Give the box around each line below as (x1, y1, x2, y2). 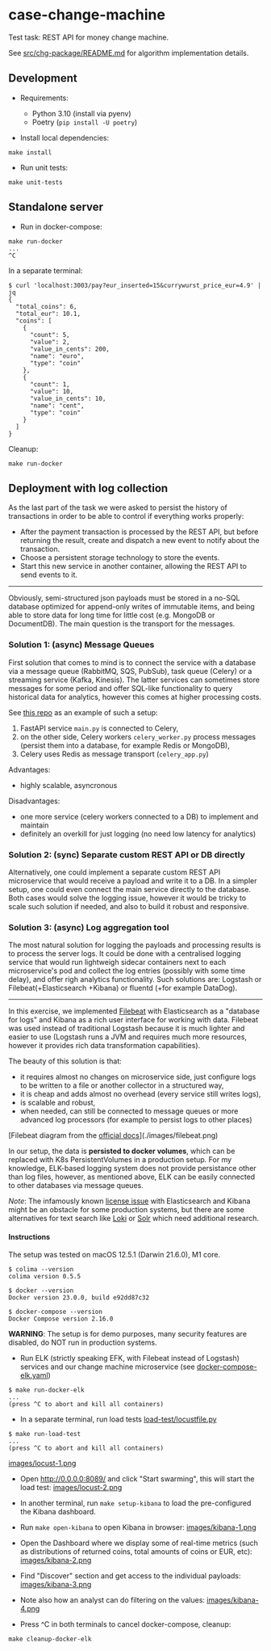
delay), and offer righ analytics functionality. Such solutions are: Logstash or (8, 975, 262, 984)
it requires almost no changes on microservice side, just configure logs (19, 1072, 256, 1082)
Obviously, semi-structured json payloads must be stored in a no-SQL (8, 593, 240, 603)
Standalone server (8, 200, 103, 214)
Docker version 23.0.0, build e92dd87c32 (8, 1294, 150, 1302)
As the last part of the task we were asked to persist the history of (8, 503, 227, 512)
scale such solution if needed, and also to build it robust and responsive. (8, 901, 249, 911)
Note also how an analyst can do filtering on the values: (19, 1595, 206, 1605)
